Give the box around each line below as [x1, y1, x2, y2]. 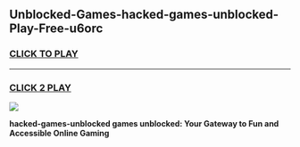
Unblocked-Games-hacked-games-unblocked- [9, 7, 279, 22]
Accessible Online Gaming [9, 127, 110, 138]
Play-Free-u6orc [9, 21, 104, 37]
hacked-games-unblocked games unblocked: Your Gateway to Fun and [9, 118, 279, 128]
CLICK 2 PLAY [9, 81, 71, 94]
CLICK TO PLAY [9, 48, 79, 61]
